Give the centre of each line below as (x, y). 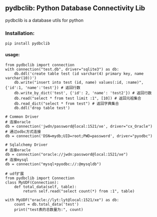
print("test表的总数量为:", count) (49, 210)
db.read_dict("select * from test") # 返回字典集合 (67, 104)
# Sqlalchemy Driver (27, 145)
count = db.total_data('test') (47, 205)
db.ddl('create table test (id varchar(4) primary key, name (79, 74)
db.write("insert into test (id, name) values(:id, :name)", (79, 83)
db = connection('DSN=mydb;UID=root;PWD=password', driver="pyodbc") (79, 136)
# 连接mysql (17, 160)
